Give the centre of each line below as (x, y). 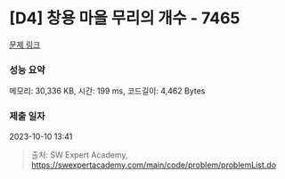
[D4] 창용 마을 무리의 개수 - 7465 (125, 18)
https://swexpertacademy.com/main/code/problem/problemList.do (154, 165)
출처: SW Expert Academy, (79, 155)
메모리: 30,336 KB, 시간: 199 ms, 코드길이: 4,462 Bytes (107, 91)
